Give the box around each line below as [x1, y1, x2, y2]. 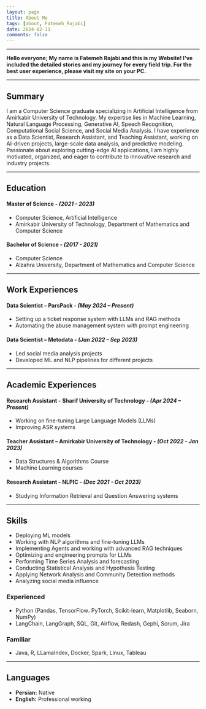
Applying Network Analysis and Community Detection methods [15, 571, 175, 578]
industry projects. [6, 159, 51, 166]
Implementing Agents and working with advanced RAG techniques [15, 544, 183, 552]
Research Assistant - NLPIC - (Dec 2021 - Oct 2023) [6, 478, 141, 486]
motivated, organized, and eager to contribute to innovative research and [6, 153, 191, 160]
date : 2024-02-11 [6, 26, 51, 33]
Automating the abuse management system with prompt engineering [15, 322, 189, 329]
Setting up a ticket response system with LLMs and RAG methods [15, 316, 181, 323]
